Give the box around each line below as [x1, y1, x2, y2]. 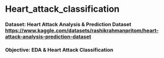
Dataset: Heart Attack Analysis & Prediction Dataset [5, 21, 132, 28]
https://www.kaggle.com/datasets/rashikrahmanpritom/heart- [5, 27, 159, 34]
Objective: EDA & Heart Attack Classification [5, 47, 114, 54]
